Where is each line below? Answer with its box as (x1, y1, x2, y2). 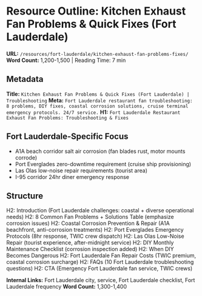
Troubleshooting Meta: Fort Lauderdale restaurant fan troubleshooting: (6, 96, 193, 104)
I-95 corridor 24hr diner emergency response (15, 173, 129, 180)
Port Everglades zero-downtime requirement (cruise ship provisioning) (15, 160, 192, 167)
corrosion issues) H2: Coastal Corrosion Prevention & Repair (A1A (6, 220, 170, 227)
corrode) (15, 153, 38, 161)
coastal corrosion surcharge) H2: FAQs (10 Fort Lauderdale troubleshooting (6, 258, 194, 266)
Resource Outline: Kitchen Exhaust (6, 4, 186, 18)
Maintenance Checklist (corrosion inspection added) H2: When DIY (6, 246, 174, 253)
